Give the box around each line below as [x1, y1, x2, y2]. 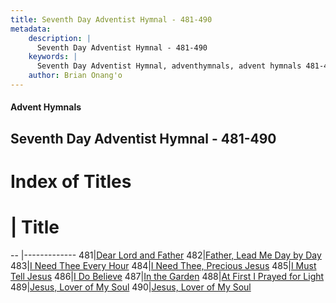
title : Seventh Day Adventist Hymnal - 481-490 [10, 14, 213, 25]
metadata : [10, 24, 52, 34]
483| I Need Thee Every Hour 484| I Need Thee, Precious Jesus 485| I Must [10, 259, 317, 271]
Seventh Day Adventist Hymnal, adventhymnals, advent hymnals [36, 61, 302, 71]
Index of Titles [10, 171, 132, 193]
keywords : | [28, 52, 78, 62]
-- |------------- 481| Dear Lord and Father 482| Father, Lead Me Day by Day [10, 249, 322, 261]
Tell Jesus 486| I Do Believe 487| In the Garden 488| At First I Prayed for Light [10, 270, 325, 282]
